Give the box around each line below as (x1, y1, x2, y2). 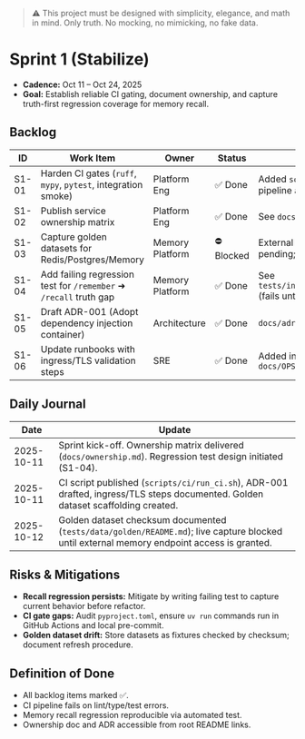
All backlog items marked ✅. (22, 690, 129, 701)
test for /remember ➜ (40, 279, 126, 291)
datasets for (40, 241, 93, 254)
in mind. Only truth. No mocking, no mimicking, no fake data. (31, 17, 259, 28)
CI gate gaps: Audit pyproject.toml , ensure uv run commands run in (22, 610, 280, 621)
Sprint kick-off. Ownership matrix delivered (58, 438, 245, 451)
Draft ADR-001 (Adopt (40, 305, 139, 318)
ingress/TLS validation (40, 354, 136, 367)
